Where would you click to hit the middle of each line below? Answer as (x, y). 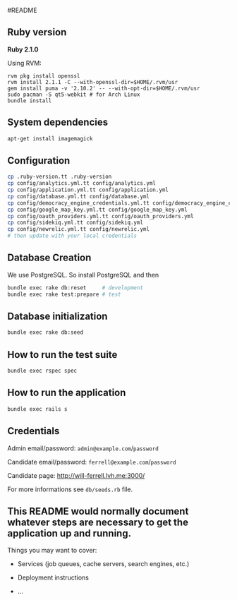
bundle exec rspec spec (42, 371)
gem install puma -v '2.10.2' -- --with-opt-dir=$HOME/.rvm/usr (104, 88)
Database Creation (49, 258)
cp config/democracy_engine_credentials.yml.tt (79, 203)
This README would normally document (98, 511)
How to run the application (67, 393)
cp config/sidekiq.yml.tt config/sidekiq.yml (75, 223)
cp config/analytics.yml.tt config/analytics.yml (82, 184)
